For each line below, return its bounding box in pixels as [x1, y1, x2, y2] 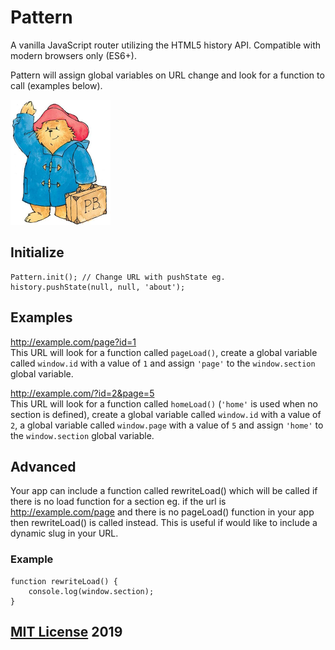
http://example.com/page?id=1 [10, 336, 137, 348]
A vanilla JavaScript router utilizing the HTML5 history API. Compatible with [10, 39, 322, 51]
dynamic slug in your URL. [10, 527, 119, 540]
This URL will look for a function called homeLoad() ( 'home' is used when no [10, 397, 318, 410]
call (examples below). [10, 79, 103, 91]
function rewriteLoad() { [10, 576, 118, 586]
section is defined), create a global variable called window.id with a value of [10, 408, 322, 420]
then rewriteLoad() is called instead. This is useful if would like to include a [10, 517, 318, 529]
